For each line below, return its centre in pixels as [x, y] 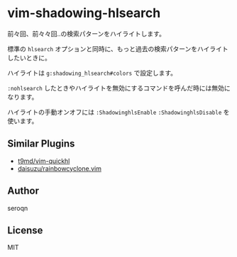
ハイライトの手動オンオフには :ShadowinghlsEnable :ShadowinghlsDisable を [118, 112]
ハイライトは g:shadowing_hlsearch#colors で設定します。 [92, 73]
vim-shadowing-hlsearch [84, 13]
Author [23, 191]
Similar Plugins [41, 144]
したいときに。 [29, 58]
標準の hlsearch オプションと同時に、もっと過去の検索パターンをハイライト [118, 48]
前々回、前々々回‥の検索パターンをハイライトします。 [86, 33]
